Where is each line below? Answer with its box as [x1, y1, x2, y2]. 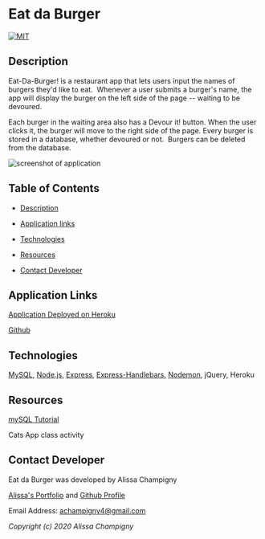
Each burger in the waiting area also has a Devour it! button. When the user [8, 117, 257, 127]
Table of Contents [8, 182, 100, 195]
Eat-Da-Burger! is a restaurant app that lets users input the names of [8, 76, 235, 85]
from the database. [8, 142, 71, 153]
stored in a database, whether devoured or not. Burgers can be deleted [8, 134, 246, 144]
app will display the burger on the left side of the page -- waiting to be [8, 93, 241, 103]
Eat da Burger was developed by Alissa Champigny [8, 475, 177, 484]
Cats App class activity [8, 431, 84, 439]
